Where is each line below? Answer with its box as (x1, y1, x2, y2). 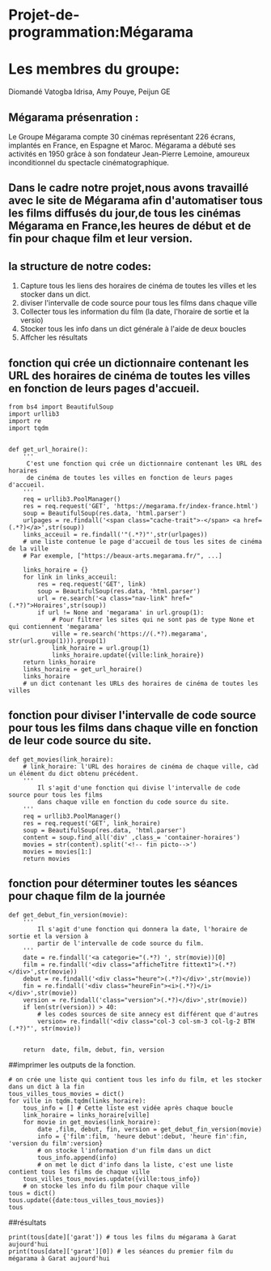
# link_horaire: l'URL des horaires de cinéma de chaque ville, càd (23, 762, 259, 771)
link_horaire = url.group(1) (51, 644, 150, 652)
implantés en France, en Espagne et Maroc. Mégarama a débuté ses (8, 140, 236, 150)
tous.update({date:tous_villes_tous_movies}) (8, 1196, 164, 1205)
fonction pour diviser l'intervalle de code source (8, 708, 256, 722)
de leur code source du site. (8, 734, 152, 747)
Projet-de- (8, 6, 80, 24)
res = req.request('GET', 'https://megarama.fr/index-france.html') (23, 502, 259, 510)
